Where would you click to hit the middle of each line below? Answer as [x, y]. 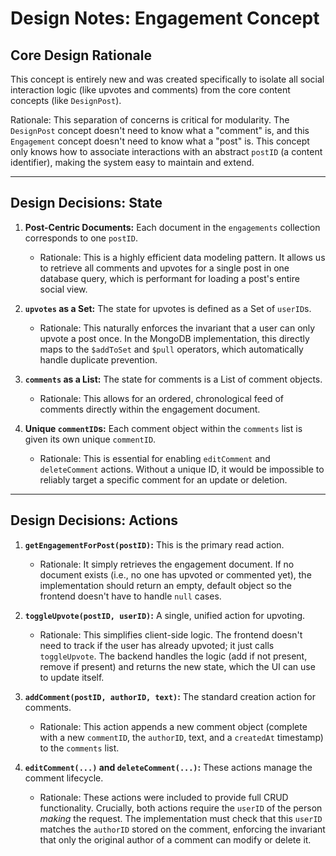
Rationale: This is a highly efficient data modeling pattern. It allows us [182, 257]
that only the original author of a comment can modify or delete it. [175, 839]
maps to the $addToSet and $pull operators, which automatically [171, 349]
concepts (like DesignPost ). [66, 100]
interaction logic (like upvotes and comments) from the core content [150, 90]
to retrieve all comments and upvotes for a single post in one [164, 268]
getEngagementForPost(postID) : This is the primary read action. [154, 544]
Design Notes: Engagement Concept [165, 18]
